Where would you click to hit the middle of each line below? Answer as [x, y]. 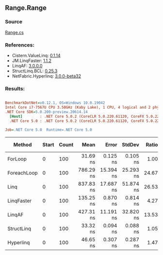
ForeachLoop [23, 173]
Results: [15, 88]
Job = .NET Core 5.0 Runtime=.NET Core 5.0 [49, 130]
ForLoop [17, 159]
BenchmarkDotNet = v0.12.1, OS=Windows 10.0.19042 [55, 103]
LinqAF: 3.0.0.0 [27, 65]
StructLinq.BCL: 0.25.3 [35, 71]
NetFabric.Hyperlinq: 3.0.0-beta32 [47, 76]
